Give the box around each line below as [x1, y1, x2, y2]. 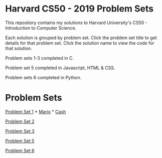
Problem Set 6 [5, 147, 35, 153]
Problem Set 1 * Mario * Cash [5, 108, 66, 114]
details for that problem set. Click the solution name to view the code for [5, 40, 154, 46]
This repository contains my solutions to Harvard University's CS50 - [5, 20, 148, 26]
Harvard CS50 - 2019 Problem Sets [5, 3, 154, 15]
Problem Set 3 [5, 128, 35, 134]
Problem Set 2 [5, 118, 35, 124]
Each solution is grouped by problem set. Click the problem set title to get [5, 35, 157, 41]
